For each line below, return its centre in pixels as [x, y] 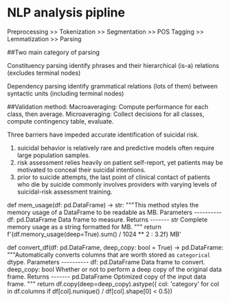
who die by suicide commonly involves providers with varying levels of [117, 184]
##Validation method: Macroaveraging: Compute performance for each [108, 106]
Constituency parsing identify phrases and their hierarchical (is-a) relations [113, 65]
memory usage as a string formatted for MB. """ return [84, 226]
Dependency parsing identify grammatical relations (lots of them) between [113, 86]
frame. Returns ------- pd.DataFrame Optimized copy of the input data [107, 277]
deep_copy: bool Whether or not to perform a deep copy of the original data [114, 269]
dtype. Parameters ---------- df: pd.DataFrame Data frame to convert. [106, 262]
